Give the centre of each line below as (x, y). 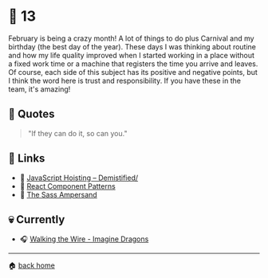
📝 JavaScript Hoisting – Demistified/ (79, 178)
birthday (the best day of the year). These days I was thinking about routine (132, 46)
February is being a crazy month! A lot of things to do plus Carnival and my (131, 38)
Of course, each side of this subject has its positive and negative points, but (133, 72)
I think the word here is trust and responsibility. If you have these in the (125, 80)
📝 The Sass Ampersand (58, 194)
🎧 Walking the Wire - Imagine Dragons (84, 239)
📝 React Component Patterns (67, 186)
